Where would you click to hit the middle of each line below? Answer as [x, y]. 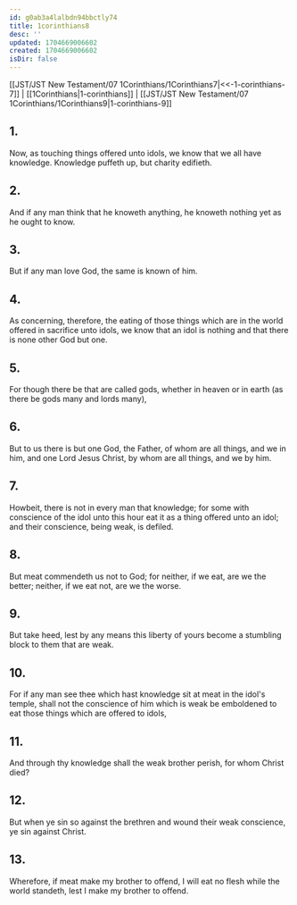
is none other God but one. [58, 339]
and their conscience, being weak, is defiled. [91, 526]
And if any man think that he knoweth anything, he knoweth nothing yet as [145, 212]
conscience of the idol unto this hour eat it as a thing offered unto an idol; [144, 517]
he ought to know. [42, 222]
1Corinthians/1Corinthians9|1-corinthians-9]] [91, 103]
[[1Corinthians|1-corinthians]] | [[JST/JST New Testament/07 [137, 94]
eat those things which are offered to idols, [88, 713]
